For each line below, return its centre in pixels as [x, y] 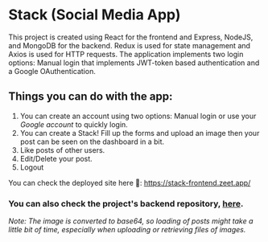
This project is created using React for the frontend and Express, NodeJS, [131, 37]
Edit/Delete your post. [56, 158]
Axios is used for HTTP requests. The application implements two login [126, 54]
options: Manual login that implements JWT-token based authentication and [134, 63]
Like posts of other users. [62, 150]
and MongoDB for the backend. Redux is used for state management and [130, 45]
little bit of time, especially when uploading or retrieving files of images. [127, 230]
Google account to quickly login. [74, 124]
